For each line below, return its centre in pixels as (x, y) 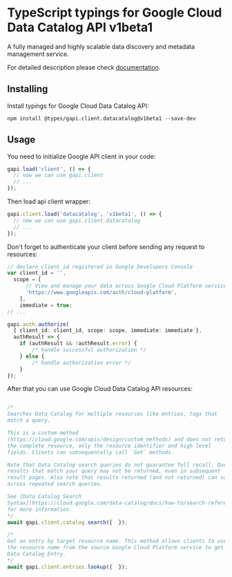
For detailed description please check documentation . (84, 67)
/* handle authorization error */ (81, 363)
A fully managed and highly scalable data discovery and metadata (101, 46)
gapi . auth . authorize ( (38, 324)
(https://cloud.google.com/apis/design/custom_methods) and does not (109, 439)
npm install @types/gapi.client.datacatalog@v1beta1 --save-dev (101, 118)
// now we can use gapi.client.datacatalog (77, 220)
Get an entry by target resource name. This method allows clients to (111, 541)
